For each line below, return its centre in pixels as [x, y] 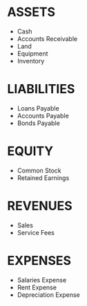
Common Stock [39, 170]
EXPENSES [39, 260]
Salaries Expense [42, 280]
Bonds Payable [38, 123]
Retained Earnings [43, 177]
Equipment [32, 54]
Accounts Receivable [47, 38]
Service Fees [36, 232]
